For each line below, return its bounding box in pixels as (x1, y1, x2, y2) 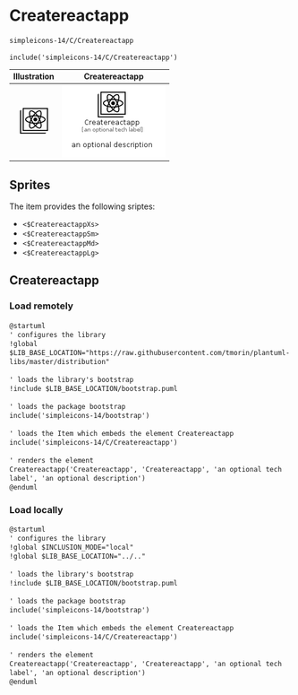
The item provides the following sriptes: (9, 201, 156, 212)
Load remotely (9, 300, 74, 312)
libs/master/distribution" (9, 357, 110, 366)
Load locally (9, 503, 64, 516)
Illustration (13, 71, 55, 82)
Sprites (9, 177, 51, 193)
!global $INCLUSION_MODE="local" (9, 543, 134, 552)
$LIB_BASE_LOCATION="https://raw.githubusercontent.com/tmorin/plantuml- (9, 348, 291, 357)
